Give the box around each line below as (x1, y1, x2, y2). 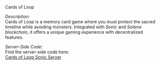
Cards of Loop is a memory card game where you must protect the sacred (5, 19, 156, 24)
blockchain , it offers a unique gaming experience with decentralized (5, 29, 143, 35)
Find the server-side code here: (5, 49, 69, 55)
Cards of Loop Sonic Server (5, 54, 62, 60)
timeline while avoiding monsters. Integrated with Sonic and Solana (5, 24, 142, 30)
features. (5, 34, 24, 40)
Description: (5, 14, 30, 19)
